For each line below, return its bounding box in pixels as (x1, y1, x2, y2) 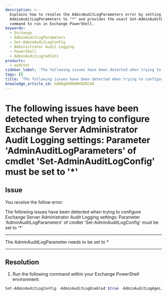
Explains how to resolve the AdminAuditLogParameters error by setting (9, 12, 162, 17)
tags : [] (5, 72, 23, 77)
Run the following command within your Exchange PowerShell (12, 271, 140, 277)
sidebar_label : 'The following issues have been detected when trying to (5, 68, 162, 73)
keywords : (5, 26, 26, 31)
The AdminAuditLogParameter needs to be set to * (5, 239, 109, 245)
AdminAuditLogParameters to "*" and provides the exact (9, 16, 128, 21)
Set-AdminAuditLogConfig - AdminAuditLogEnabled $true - (5, 286, 123, 291)
